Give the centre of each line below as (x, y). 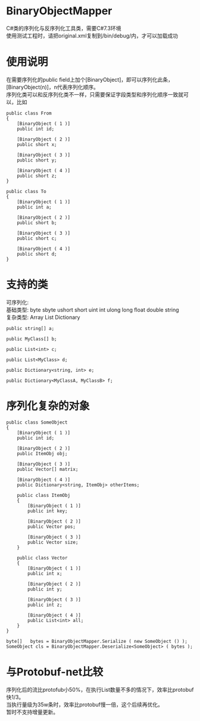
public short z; (37, 176)
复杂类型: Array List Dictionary (43, 317)
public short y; (37, 160)
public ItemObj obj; (42, 453)
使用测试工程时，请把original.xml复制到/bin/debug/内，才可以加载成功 (92, 35)
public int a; (34, 207)
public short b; (37, 223)
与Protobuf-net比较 (55, 672)
